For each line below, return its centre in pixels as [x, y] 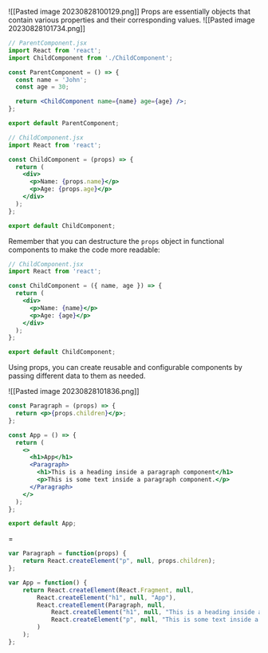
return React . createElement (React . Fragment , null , [108, 590]
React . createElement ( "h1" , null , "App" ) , [107, 597]
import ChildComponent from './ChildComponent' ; [91, 58]
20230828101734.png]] [47, 28]
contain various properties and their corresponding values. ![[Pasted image [132, 20]
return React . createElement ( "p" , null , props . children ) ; [119, 561]
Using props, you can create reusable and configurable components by [126, 368]
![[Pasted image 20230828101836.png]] [74, 391]
